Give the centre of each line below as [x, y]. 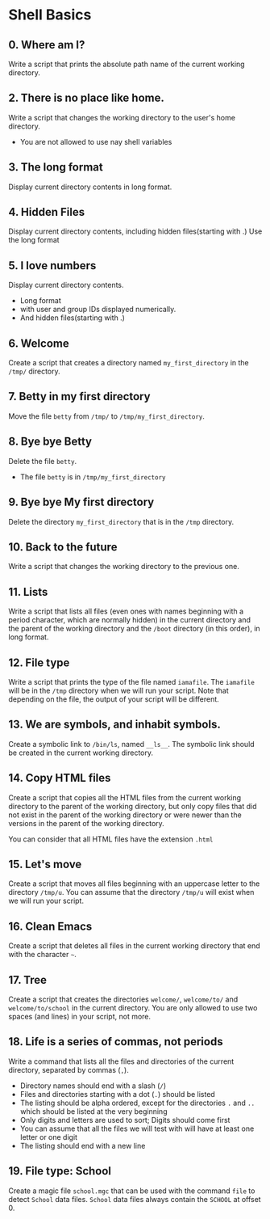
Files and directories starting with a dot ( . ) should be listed [117, 1094]
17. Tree [27, 980]
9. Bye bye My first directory [81, 502]
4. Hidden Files [47, 212]
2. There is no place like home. [87, 98]
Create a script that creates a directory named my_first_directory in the [129, 363]
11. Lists [28, 592]
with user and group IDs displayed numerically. [98, 310]
